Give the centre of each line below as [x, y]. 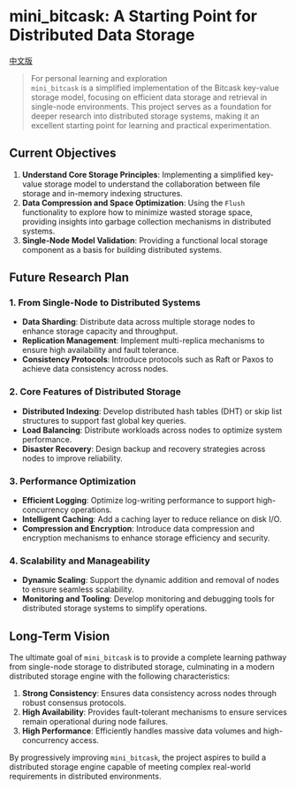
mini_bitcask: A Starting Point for [133, 16]
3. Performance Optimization [73, 481]
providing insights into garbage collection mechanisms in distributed [146, 221]
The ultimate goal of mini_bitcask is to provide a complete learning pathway [148, 657]
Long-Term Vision [60, 636]
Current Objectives [63, 153]
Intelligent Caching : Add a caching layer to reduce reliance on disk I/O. [152, 519]
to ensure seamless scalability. [78, 589]
